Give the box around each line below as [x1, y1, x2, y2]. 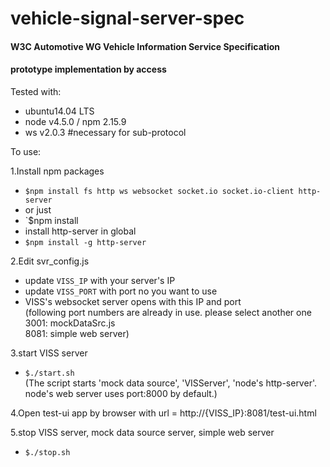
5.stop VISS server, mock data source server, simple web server [10, 426, 275, 438]
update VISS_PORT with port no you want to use [24, 285, 218, 297]
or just [24, 203, 52, 216]
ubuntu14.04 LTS [24, 105, 95, 117]
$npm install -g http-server [24, 237, 147, 247]
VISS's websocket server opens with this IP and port [24, 295, 242, 307]
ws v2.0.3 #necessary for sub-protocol [24, 126, 187, 138]
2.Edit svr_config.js [10, 255, 90, 267]
